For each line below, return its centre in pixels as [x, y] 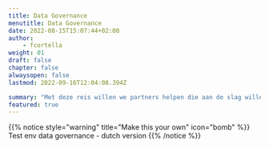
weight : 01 [26, 53]
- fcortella [42, 46]
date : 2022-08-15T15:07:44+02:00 [64, 30]
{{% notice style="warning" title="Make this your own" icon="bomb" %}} [129, 127]
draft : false [30, 61]
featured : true [34, 105]
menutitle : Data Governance [55, 23]
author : [21, 38]
